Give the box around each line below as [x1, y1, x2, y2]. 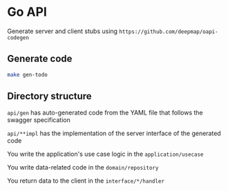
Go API [7, 4, 47, 20]
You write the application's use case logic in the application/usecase [7, 150, 204, 159]
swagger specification [7, 116, 70, 124]
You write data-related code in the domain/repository [7, 163, 159, 172]
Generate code [7, 53, 73, 65]
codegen [7, 34, 30, 41]
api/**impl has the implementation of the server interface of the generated [7, 129, 221, 138]
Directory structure [7, 90, 92, 102]
